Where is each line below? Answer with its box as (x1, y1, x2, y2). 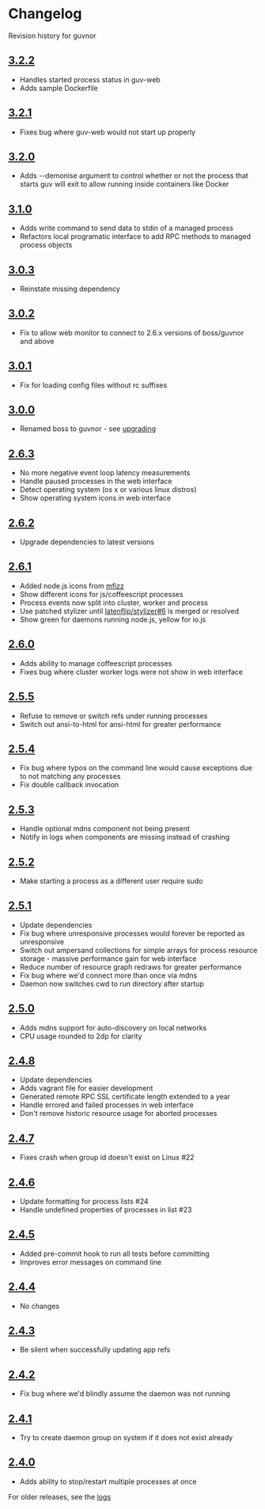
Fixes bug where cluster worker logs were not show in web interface (19, 667, 244, 676)
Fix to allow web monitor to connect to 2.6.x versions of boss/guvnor (19, 327, 244, 337)
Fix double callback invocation (19, 780, 119, 789)
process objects (19, 240, 73, 250)
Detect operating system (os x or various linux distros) (19, 485, 197, 494)
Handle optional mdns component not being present (19, 824, 190, 834)
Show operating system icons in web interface (19, 494, 172, 503)
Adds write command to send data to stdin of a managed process (19, 223, 233, 233)
